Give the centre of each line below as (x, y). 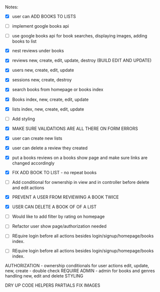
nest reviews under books (38, 51)
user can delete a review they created (50, 148)
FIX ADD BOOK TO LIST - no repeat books (54, 172)
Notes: (12, 7)
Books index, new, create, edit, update (50, 99)
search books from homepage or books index (57, 90)
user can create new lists (37, 138)
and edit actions (28, 188)
